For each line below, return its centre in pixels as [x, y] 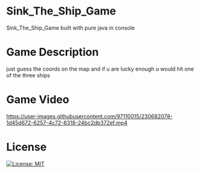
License [27, 147]
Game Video [38, 100]
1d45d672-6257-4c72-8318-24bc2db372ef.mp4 [67, 122]
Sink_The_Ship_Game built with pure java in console [70, 28]
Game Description [53, 52]
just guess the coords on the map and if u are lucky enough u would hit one [100, 69]
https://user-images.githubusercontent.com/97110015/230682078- [90, 116]
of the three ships [28, 75]
